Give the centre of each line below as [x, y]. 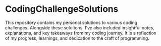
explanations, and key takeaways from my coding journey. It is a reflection [81, 33]
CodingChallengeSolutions [62, 9]
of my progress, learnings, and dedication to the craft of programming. [77, 38]
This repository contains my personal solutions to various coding [71, 23]
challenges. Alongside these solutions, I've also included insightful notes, [80, 27]
